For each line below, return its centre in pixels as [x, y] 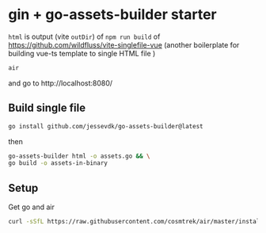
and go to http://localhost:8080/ [61, 83]
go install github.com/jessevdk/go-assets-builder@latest [106, 126]
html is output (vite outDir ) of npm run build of [84, 36]
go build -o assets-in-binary [58, 163]
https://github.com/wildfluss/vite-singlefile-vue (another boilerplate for [124, 44]
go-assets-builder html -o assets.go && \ [79, 156]
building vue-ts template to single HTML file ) [82, 53]
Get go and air [32, 207]
